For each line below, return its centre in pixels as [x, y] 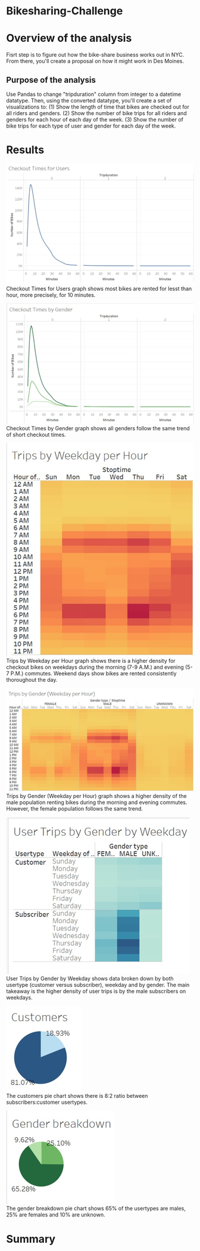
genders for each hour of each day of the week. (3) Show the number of [95, 119]
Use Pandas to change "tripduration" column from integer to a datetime [94, 94]
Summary [31, 1239]
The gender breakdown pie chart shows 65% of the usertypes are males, [96, 1209]
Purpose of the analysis [51, 80]
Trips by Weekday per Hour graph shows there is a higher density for [91, 660]
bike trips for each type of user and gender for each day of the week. [91, 126]
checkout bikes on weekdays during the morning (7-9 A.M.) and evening [95, 667]
